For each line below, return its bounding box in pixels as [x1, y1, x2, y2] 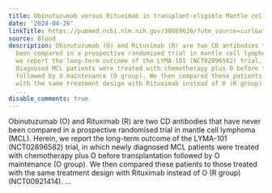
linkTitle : [8, 27, 45, 35]
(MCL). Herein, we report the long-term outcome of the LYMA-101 [8, 134, 227, 144]
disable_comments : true [8, 94, 89, 103]
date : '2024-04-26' [8, 19, 74, 27]
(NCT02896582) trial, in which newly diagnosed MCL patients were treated [8, 142, 259, 152]
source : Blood [8, 34, 57, 43]
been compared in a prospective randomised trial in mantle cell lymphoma [8, 125, 256, 135]
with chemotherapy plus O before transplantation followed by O [8, 151, 220, 161]
